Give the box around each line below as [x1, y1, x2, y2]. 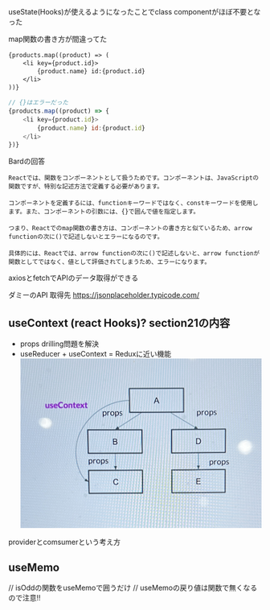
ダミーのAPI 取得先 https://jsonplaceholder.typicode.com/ [8, 291, 199, 300]
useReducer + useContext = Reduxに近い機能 [19, 349, 172, 359]
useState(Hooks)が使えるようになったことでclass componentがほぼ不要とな [8, 7, 261, 16]
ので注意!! [8, 593, 42, 603]
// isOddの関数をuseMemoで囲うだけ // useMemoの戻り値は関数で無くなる [8, 583, 258, 593]
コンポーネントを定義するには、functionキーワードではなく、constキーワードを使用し [8, 200, 259, 208]
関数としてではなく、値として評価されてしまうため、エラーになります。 [8, 258, 211, 266]
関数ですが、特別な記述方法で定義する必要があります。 [8, 183, 163, 191]
